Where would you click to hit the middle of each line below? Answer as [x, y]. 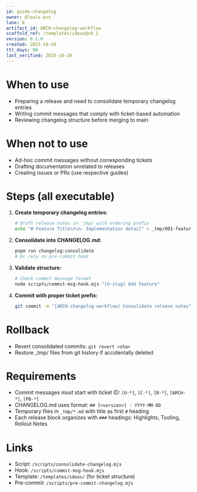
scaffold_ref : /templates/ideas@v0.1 [52, 34]
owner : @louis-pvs [29, 17]
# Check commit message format [53, 278]
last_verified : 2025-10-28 [39, 55]
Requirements [41, 376]
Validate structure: [38, 268]
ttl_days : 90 [22, 50]
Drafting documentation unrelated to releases [70, 166]
